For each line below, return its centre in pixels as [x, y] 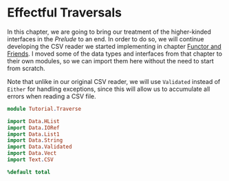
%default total [29, 172]
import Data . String [35, 140]
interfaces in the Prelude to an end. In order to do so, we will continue [106, 39]
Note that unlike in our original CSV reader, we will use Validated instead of [114, 81]
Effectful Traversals [65, 13]
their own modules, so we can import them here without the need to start [111, 61]
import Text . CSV [30, 160]
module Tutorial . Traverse [44, 109]
